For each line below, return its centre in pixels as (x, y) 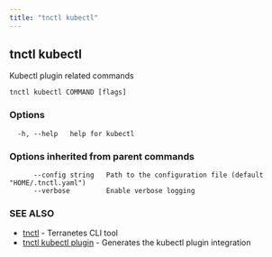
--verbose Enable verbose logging (114, 191)
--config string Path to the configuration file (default (148, 175)
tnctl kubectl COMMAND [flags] (68, 92)
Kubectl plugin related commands (72, 76)
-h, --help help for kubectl (76, 133)
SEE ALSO (32, 213)
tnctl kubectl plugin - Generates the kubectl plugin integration (136, 243)
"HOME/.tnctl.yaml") (48, 183)
